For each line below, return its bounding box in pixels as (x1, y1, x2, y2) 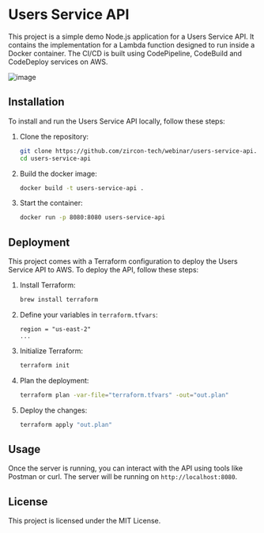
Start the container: (19, 198, 83, 207)
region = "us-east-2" (19, 325, 91, 333)
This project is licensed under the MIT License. (8, 516, 161, 526)
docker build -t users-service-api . (19, 184, 145, 192)
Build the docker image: (19, 169, 97, 178)
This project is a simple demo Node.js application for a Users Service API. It (8, 32, 255, 41)
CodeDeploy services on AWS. (8, 57, 108, 67)
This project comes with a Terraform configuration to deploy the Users (8, 257, 239, 266)
